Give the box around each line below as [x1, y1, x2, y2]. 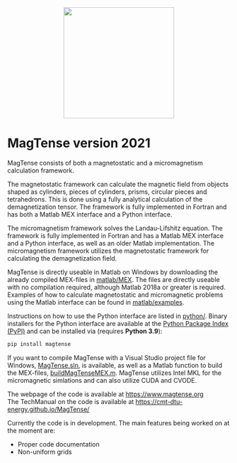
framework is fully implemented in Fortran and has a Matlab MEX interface [7, 231, 224, 240]
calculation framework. [7, 166, 74, 175]
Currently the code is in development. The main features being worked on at [7, 418, 230, 427]
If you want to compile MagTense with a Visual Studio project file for [7, 353, 207, 361]
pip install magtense [7, 340, 71, 347]
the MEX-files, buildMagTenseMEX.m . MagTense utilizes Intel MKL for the [7, 369, 221, 377]
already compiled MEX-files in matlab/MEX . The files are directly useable [7, 275, 221, 283]
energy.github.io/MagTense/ [7, 405, 90, 413]
